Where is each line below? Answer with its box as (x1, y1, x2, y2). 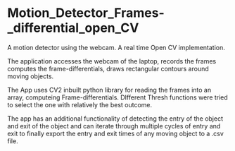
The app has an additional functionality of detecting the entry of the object (7, 114, 224, 123)
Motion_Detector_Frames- (7, 5, 165, 21)
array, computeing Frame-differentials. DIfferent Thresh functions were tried (7, 93, 229, 102)
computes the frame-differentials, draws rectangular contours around (7, 64, 209, 73)
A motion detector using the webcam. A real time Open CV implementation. (7, 43, 225, 52)
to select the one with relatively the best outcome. (7, 100, 153, 109)
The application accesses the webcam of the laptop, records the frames (7, 56, 217, 65)
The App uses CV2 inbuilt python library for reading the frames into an (7, 85, 212, 94)
